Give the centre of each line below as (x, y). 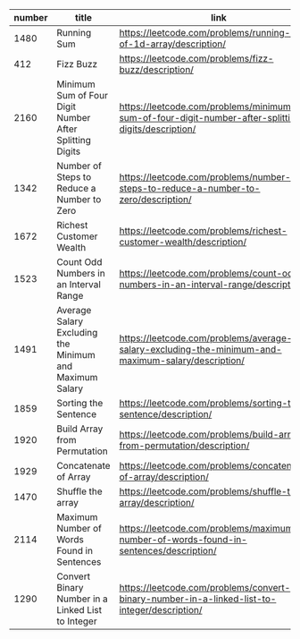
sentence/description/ (166, 414)
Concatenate (83, 466)
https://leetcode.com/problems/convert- (205, 588)
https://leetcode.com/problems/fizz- (196, 59)
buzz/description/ (157, 69)
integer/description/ (161, 610)
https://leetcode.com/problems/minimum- (208, 106)
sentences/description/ (168, 551)
